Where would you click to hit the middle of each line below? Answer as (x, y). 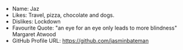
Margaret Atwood (34, 34)
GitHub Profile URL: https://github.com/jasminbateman (80, 41)
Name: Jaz (26, 9)
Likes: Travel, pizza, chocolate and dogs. (63, 15)
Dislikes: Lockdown (36, 21)
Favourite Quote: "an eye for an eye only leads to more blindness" (95, 28)
